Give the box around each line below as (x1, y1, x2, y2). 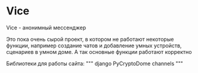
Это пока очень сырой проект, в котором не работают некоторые (6, 35, 174, 42)
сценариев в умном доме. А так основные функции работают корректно (6, 48, 192, 55)
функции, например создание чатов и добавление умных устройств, (6, 42, 182, 49)
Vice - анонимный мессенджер (6, 24, 86, 31)
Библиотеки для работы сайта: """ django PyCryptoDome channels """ (6, 60, 184, 67)
